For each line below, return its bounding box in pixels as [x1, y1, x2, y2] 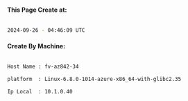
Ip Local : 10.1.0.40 [7, 89, 73, 95]
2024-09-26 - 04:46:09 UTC [7, 27, 85, 34]
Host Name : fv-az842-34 [7, 63, 79, 71]
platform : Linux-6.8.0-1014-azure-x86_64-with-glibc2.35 [7, 76, 182, 83]
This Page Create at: [7, 6, 67, 14]
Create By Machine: [7, 42, 66, 50]
